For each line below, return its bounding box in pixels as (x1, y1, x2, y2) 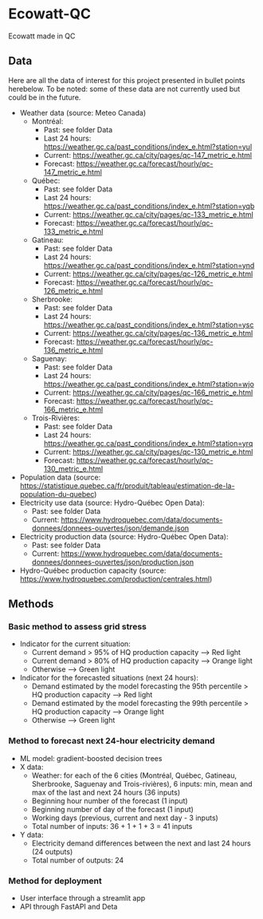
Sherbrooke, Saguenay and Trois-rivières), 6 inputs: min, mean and (31, 779, 253, 788)
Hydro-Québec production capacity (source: (19, 566, 167, 575)
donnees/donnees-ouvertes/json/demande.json (31, 523, 190, 533)
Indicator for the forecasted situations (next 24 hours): (19, 673, 199, 683)
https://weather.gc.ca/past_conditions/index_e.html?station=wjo (43, 379, 255, 389)
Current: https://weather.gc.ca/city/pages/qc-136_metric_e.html (43, 328, 253, 337)
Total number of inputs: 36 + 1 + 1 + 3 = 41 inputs (31, 821, 193, 830)
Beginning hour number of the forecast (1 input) (31, 795, 189, 806)
